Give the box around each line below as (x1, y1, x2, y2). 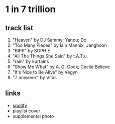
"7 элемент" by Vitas (12, 75, 57, 80)
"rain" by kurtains (12, 58, 49, 64)
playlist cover (12, 107, 41, 114)
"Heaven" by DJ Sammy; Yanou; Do (12, 37, 87, 43)
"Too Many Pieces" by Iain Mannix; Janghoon (12, 42, 107, 48)
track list (5, 24, 34, 32)
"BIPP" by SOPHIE (12, 48, 50, 53)
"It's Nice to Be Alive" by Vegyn (12, 69, 78, 75)
